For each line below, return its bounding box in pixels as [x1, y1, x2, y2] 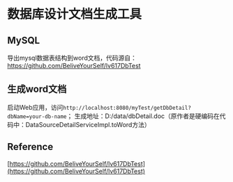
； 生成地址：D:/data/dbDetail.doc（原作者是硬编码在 [66, 112, 220, 120]
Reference [7, 141, 54, 153]
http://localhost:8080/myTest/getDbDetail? [62, 104, 192, 111]
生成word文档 [7, 83, 67, 95]
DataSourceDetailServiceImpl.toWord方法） [25, 120, 151, 129]
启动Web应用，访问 [7, 103, 63, 111]
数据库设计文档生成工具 [7, 6, 142, 22]
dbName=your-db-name [7, 113, 68, 120]
